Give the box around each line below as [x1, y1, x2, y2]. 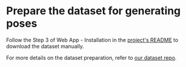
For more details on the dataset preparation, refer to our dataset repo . [6, 54, 177, 61]
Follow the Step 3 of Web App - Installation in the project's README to [6, 36, 178, 43]
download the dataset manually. [6, 43, 84, 50]
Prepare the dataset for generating [6, 4, 181, 18]
